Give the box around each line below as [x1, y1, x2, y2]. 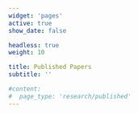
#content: [8, 85, 42, 93]
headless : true [8, 41, 60, 49]
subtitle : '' [8, 71, 52, 79]
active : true [8, 19, 52, 27]
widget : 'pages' [8, 11, 63, 20]
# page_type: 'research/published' [8, 92, 132, 100]
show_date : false [8, 26, 67, 34]
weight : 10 [8, 49, 45, 57]
